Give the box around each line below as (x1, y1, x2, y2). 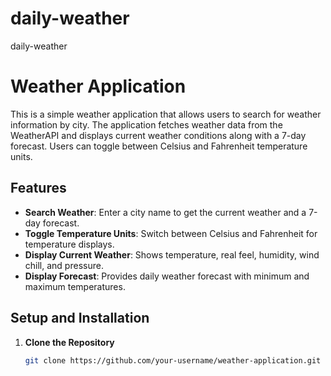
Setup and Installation (10, 310, 150, 327)
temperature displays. (24, 238, 115, 250)
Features (10, 180, 67, 197)
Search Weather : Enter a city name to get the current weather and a (24, 206, 307, 218)
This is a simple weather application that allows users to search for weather (10, 108, 322, 120)
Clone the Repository (24, 336, 115, 348)
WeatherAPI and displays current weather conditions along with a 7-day (10, 129, 307, 141)
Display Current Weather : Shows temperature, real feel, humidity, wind (24, 248, 320, 261)
